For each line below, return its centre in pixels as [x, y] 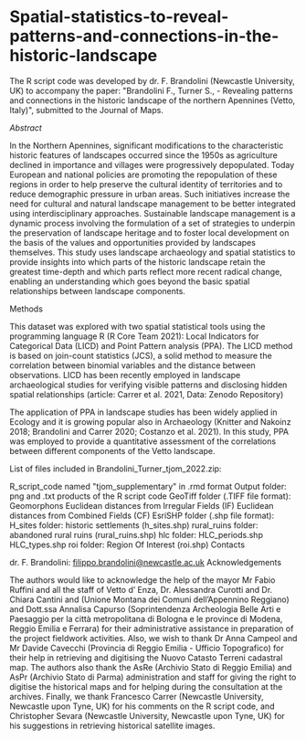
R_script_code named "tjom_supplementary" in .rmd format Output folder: [148, 486]
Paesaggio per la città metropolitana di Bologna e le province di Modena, [146, 618]
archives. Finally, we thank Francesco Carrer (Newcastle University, [137, 696]
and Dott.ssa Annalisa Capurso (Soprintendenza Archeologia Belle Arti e [145, 608]
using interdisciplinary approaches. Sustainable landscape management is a [153, 213]
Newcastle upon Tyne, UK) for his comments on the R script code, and [142, 706]
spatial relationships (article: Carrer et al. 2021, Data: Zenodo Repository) [147, 394]
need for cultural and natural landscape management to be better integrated [153, 204]
